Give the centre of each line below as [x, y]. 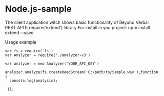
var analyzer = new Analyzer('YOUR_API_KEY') [52, 64]
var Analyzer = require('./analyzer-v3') [48, 55]
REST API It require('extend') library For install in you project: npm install [78, 27]
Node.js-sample [38, 9]
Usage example [21, 42]
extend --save [19, 32]
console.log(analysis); [33, 80]
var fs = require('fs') [29, 51]
